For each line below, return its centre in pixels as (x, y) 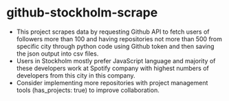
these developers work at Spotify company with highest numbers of (112, 68)
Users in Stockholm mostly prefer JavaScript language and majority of (116, 60)
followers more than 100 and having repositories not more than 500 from (119, 38)
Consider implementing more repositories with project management (112, 82)
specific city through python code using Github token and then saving (115, 46)
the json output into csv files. (57, 54)
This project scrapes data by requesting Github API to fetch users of (113, 32)
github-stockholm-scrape (82, 13)
